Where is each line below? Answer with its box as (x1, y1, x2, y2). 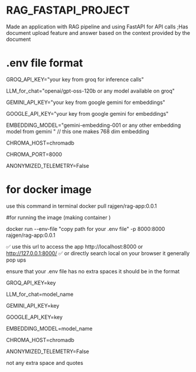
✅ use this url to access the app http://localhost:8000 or (6, 243, 143, 250)
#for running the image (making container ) (6, 214, 111, 221)
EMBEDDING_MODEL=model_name (6, 325, 93, 332)
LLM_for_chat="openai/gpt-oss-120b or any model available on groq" (6, 87, 175, 94)
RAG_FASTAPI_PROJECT (6, 4, 130, 17)
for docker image (6, 183, 92, 197)
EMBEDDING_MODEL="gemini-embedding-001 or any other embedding (6, 122, 181, 129)
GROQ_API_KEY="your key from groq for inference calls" (6, 76, 144, 83)
